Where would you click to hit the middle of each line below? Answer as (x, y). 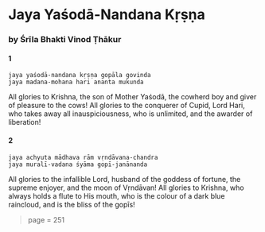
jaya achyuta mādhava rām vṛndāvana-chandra (83, 157)
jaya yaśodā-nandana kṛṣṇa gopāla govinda (80, 75)
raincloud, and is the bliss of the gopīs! (72, 204)
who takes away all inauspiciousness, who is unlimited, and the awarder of (131, 114)
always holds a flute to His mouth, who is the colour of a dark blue (117, 195)
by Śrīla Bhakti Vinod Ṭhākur (65, 40)
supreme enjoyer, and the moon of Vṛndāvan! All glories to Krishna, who (126, 188)
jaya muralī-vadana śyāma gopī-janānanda (78, 164)
